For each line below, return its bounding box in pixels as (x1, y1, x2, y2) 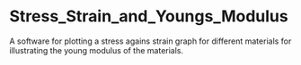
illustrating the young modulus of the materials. (9, 45, 184, 55)
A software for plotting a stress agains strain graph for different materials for (9, 36, 292, 46)
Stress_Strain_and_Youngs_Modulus (9, 6, 289, 27)
